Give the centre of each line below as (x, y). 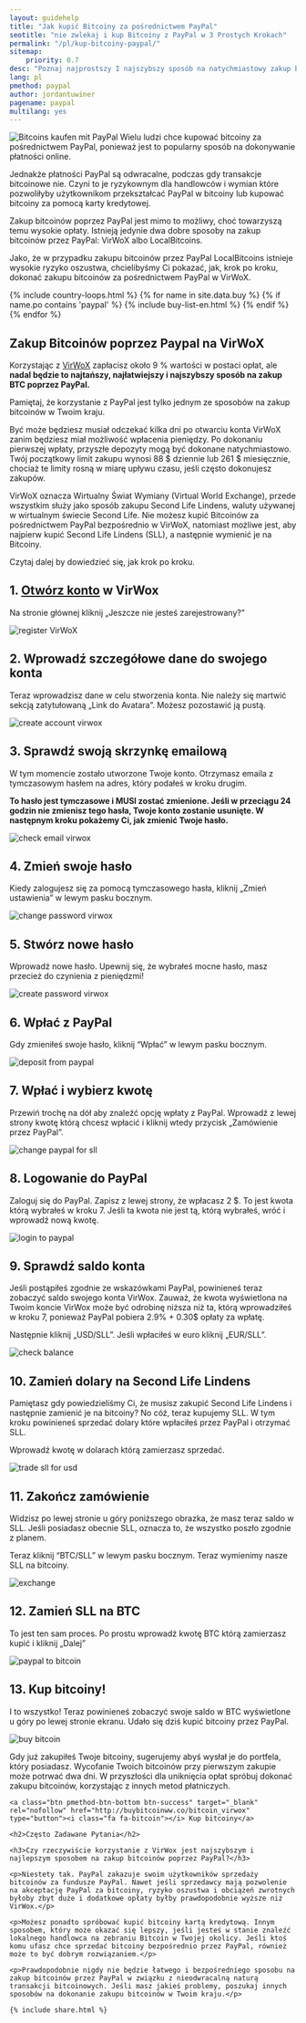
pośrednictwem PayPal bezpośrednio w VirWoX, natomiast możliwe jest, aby (153, 525)
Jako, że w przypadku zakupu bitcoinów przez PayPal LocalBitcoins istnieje (151, 258)
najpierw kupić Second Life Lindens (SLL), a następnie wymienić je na (141, 535)
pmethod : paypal (40, 86)
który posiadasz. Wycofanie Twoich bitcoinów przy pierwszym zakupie (143, 1766)
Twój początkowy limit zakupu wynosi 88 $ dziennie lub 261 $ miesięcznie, (150, 459)
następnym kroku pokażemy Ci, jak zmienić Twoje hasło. (119, 820)
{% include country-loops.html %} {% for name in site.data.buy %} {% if (145, 295)
